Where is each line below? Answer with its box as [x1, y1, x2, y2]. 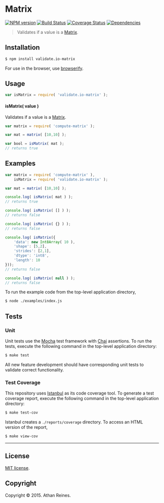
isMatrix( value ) [5, 103, 39, 109]
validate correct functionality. [5, 367, 64, 372]
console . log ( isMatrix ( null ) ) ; [5, 276, 76, 281]
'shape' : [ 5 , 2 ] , [14, 244, 47, 249]
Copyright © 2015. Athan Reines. [5, 492, 71, 498]
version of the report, [5, 424, 48, 430]
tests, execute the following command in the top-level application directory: [5, 344, 157, 349]
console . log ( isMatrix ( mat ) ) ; [5, 195, 73, 200]
